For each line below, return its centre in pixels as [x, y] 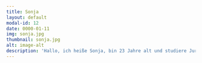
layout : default [26, 17]
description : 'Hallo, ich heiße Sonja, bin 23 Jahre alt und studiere [96, 51]
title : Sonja [23, 12]
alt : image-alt [25, 46]
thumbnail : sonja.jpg [33, 40]
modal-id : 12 [23, 23]
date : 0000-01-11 [28, 28]
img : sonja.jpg [25, 34]
